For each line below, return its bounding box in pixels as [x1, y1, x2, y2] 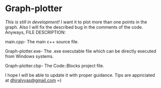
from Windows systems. [5, 53, 54, 59]
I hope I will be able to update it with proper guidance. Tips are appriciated [5, 72, 155, 78]
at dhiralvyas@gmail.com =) [5, 77, 62, 83]
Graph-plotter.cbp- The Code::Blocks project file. [5, 63, 104, 69]
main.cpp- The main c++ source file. [5, 38, 79, 44]
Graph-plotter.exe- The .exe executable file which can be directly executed [5, 48, 157, 54]
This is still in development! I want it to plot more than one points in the [5, 19, 147, 25]
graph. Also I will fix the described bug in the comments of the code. [5, 24, 143, 30]
